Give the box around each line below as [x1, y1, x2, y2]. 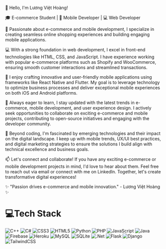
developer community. [5, 121, 51, 126]
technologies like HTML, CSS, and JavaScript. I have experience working [5, 54, 155, 60]
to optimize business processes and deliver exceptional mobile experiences [5, 85, 161, 91]
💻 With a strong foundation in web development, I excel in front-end [5, 47, 146, 52]
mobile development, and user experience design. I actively [29, 105, 152, 111]
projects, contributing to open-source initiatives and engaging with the [5, 116, 150, 122]
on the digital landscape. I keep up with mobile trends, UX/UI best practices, [5, 136, 161, 141]
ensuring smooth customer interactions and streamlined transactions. [5, 65, 148, 70]
